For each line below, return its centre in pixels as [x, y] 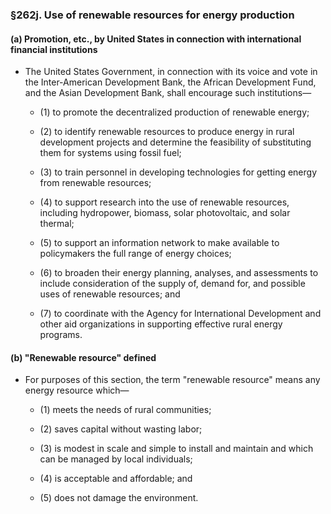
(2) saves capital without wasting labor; [121, 429]
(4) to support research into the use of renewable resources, [164, 202]
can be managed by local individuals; [116, 459]
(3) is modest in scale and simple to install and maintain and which [176, 449]
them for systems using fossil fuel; [110, 153]
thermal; [57, 224]
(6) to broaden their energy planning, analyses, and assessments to [179, 273]
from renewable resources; [95, 183]
